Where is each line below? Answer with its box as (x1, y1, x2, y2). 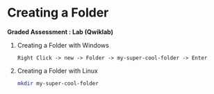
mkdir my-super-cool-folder (17, 79, 99, 87)
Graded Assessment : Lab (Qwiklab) (7, 28, 113, 36)
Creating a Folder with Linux (17, 66, 99, 75)
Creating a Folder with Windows (17, 41, 109, 49)
